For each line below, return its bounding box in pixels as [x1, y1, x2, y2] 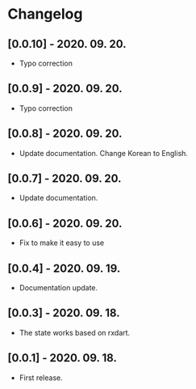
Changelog [7, 5, 83, 23]
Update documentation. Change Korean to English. [19, 148, 189, 158]
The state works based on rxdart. [19, 328, 131, 337]
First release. [19, 373, 63, 383]
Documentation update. [19, 283, 98, 293]
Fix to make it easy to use [19, 238, 105, 247]
